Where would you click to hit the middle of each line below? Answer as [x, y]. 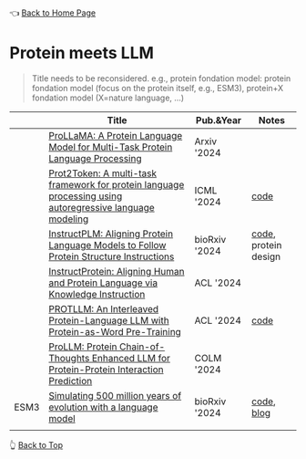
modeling [69, 219]
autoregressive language [102, 207]
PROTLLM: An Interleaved [104, 308]
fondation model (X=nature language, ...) [108, 98]
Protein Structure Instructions [112, 256]
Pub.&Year [218, 120]
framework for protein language [117, 184]
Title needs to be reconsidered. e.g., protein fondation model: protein [161, 78]
